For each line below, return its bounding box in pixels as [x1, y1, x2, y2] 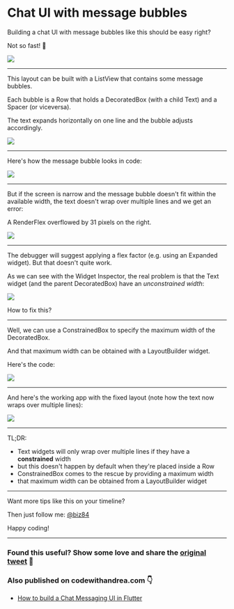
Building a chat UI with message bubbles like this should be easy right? [7, 28, 211, 36]
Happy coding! [7, 523, 50, 532]
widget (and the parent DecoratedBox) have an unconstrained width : [7, 279, 205, 287]
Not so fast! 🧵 [7, 41, 47, 49]
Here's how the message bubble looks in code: [7, 157, 143, 165]
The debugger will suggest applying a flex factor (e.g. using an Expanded [7, 251, 218, 259]
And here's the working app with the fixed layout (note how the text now [7, 393, 214, 402]
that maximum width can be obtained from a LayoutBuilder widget [17, 477, 207, 485]
